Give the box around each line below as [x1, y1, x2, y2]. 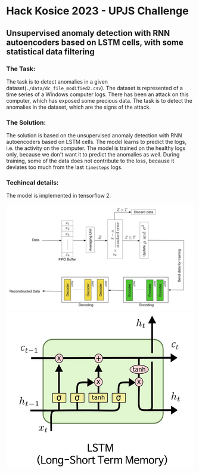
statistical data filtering [6, 47, 95, 57]
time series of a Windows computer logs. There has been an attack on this [6, 91, 189, 98]
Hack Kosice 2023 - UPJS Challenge [6, 4, 189, 18]
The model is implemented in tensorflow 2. [6, 192, 111, 199]
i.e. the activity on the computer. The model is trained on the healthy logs [6, 145, 186, 152]
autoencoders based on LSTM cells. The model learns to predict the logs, [6, 139, 186, 146]
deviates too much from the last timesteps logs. [6, 164, 123, 171]
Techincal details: [6, 179, 59, 187]
